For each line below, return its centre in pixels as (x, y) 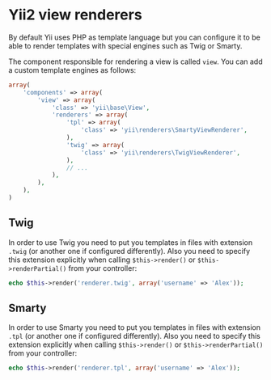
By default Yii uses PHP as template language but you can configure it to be (134, 37)
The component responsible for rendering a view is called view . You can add (135, 61)
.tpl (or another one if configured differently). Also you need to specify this (134, 336)
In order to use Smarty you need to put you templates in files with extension (135, 327)
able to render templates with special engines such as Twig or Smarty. (125, 45)
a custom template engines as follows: (72, 70)
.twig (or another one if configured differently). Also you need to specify (129, 251)
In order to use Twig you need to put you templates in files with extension (131, 242)
